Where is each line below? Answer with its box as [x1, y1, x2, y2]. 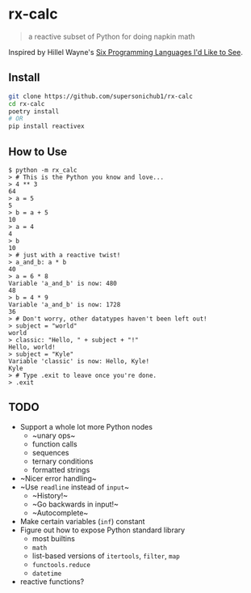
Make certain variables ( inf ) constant [19, 516, 145, 526]
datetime [31, 570, 62, 578]
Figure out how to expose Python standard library [19, 525, 186, 535]
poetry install [8, 107, 60, 116]
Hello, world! [8, 343, 56, 351]
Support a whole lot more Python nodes [19, 421, 153, 431]
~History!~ [31, 490, 69, 500]
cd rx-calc [8, 100, 45, 108]
